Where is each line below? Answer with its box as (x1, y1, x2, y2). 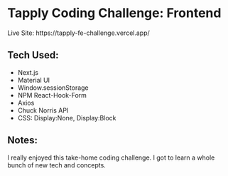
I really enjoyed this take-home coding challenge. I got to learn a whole (7, 153, 215, 162)
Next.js (17, 68, 39, 76)
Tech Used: (7, 49, 59, 61)
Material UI (17, 76, 50, 84)
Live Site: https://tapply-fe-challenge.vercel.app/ (7, 29, 151, 37)
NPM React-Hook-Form (17, 90, 87, 99)
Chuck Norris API (17, 105, 69, 115)
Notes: (7, 134, 38, 147)
